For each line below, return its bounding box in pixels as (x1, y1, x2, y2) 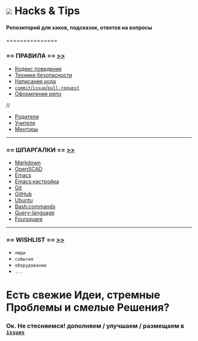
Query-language (14, 209, 55, 216)
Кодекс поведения (14, 65, 62, 72)
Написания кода (14, 78, 56, 85)
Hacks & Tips (14, 4, 80, 18)
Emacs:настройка (14, 178, 60, 185)
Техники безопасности (14, 71, 72, 78)
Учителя (14, 119, 35, 126)
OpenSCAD (14, 165, 43, 172)
